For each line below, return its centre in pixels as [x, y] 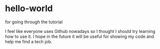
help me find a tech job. [29, 41]
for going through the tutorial [34, 22]
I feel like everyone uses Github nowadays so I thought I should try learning [80, 31]
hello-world [29, 8]
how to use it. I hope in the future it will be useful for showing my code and [80, 36]
